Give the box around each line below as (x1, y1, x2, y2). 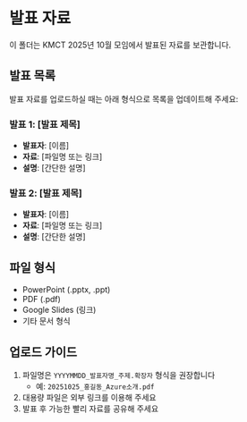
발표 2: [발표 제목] (9, 187, 83, 199)
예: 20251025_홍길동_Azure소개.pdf (35, 381, 155, 392)
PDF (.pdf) (21, 294, 61, 305)
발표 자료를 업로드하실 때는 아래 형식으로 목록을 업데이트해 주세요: (9, 93, 239, 104)
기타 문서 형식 (21, 316, 71, 326)
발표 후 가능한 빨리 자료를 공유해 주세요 (21, 403, 159, 414)
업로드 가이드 (9, 344, 78, 359)
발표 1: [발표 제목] (9, 118, 81, 131)
